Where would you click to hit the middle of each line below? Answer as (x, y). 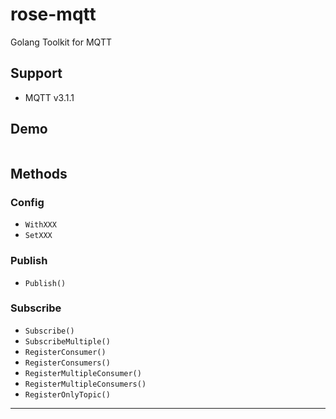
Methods (39, 173)
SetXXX (38, 236)
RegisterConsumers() (67, 363)
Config (27, 202)
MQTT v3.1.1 (49, 97)
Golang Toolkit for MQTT (61, 42)
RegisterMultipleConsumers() (85, 384)
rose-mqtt (53, 14)
